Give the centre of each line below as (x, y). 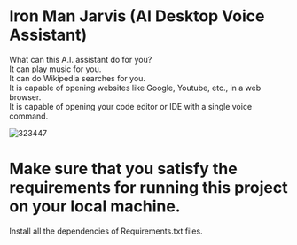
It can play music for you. (55, 69)
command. (29, 116)
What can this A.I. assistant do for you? (81, 59)
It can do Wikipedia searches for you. (78, 78)
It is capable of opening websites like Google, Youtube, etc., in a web (135, 88)
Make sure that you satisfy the (123, 169)
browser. (25, 97)
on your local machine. (95, 207)
